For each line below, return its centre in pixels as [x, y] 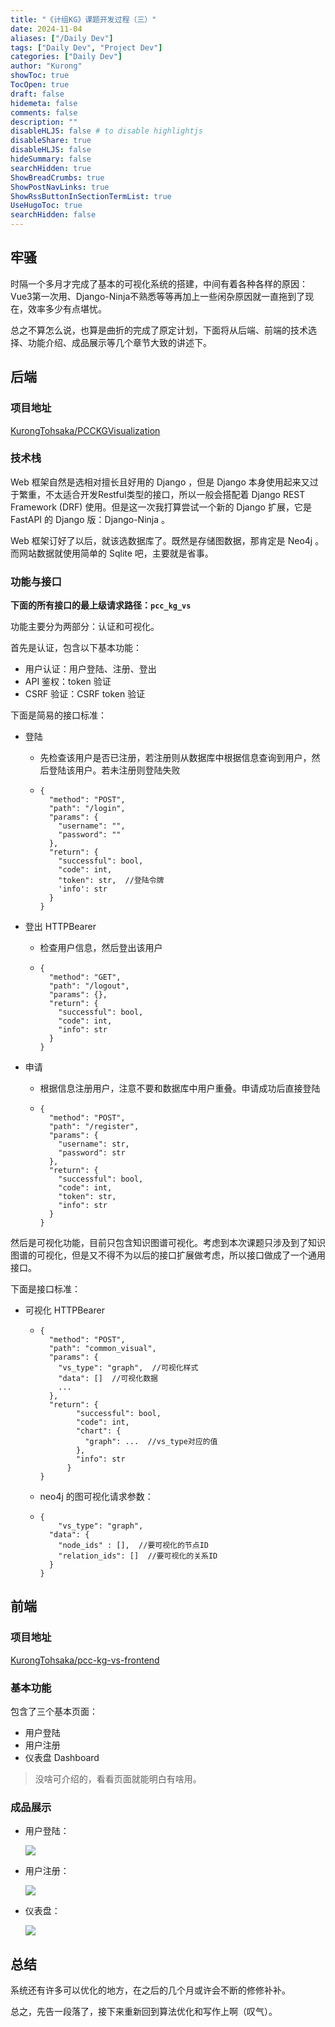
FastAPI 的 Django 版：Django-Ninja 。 [90, 519]
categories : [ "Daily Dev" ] [66, 57]
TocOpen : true [40, 85]
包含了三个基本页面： [54, 1712]
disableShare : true [51, 141]
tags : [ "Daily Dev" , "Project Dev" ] [86, 47]
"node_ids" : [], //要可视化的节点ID [133, 1546]
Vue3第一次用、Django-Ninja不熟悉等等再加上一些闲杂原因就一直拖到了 [158, 296]
